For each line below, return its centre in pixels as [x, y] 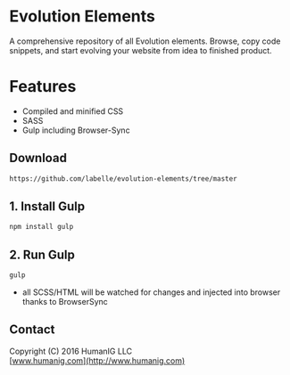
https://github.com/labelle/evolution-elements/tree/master [124, 179]
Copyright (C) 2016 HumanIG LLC [70, 351]
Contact [32, 330]
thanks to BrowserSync [65, 301]
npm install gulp [41, 227]
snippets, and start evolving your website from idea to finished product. [141, 50]
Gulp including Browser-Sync [76, 130]
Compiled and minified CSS [73, 111]
